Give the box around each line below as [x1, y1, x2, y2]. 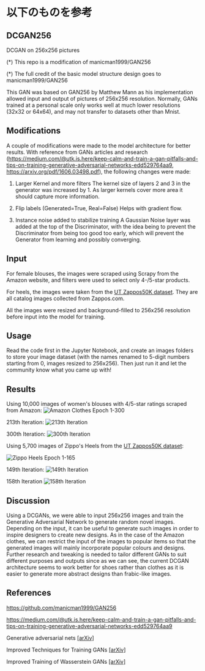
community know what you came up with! [6, 366, 112, 373]
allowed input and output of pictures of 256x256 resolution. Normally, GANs [6, 95, 198, 102]
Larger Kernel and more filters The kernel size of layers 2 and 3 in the [15, 180, 191, 187]
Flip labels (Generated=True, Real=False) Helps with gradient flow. [15, 204, 182, 211]
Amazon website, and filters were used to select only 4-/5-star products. [6, 276, 190, 284]
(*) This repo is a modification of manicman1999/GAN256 [6, 59, 151, 65]
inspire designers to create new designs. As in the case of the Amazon [6, 531, 185, 538]
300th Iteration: [6, 430, 46, 438]
